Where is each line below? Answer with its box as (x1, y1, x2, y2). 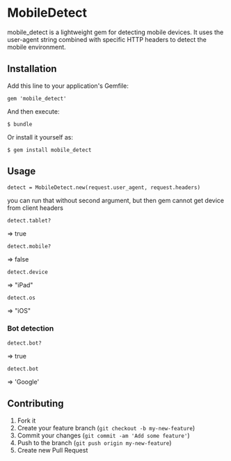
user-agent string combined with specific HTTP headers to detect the (7, 35, 207, 43)
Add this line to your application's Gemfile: (7, 82, 129, 90)
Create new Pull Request (17, 446, 88, 454)
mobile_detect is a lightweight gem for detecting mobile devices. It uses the (7, 28, 224, 36)
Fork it (17, 416, 36, 425)
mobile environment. (7, 43, 66, 51)
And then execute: (7, 107, 60, 116)
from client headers (7, 204, 64, 212)
